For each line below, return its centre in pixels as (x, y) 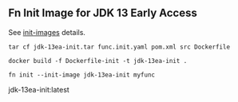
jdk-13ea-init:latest (39, 89)
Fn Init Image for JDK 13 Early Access (103, 13)
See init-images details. (47, 32)
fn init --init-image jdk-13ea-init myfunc (82, 75)
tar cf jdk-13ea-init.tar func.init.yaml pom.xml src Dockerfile (119, 47)
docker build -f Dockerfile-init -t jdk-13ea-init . (98, 61)
